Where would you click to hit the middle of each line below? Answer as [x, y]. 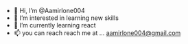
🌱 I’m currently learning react [55, 25]
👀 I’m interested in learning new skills [66, 18]
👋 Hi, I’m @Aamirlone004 [49, 11]
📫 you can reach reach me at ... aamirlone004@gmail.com [97, 33]
